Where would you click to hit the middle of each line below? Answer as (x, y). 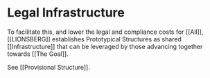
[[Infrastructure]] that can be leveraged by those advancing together (105, 46)
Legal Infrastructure (66, 13)
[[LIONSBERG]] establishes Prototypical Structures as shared (95, 39)
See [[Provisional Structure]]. (49, 67)
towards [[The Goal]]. (38, 54)
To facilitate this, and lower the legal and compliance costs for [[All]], (105, 32)
